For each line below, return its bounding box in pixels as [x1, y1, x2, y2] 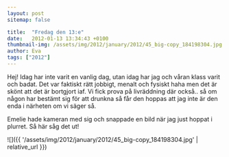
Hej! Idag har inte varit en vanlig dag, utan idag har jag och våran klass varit [7, 72, 221, 81]
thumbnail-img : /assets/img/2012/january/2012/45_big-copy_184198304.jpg [7, 42, 223, 48]
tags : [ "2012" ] [7, 54, 51, 61]
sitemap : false [7, 16, 51, 23]
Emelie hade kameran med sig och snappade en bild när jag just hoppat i [7, 115, 213, 123]
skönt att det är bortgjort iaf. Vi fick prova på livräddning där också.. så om [7, 87, 217, 96]
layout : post [7, 10, 45, 17]
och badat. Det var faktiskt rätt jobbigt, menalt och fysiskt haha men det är [7, 80, 217, 88]
